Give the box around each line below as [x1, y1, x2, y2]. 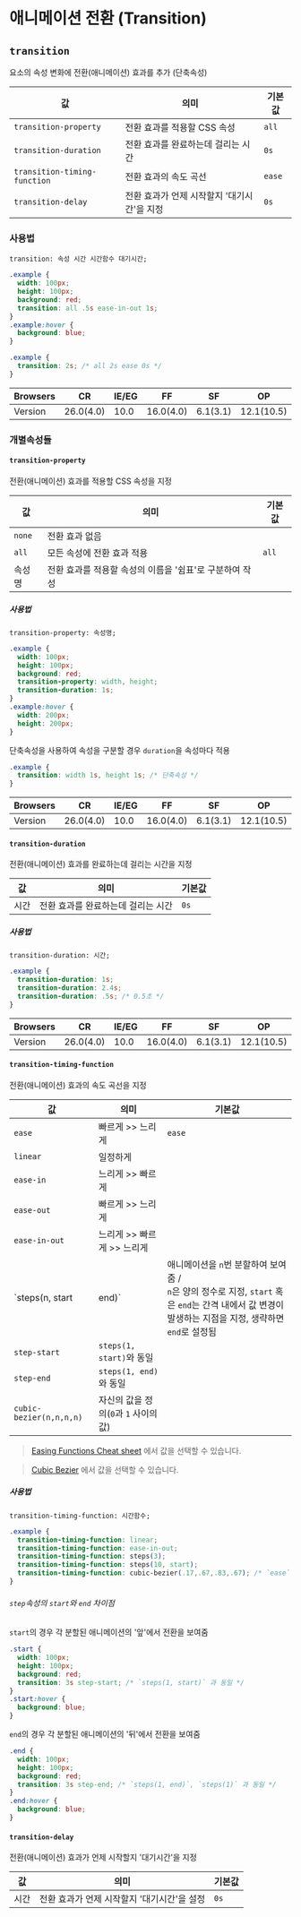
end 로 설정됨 [167, 1325, 217, 1337]
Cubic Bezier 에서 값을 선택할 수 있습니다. [30, 1464, 179, 1474]
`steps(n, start [13, 1291, 73, 1303]
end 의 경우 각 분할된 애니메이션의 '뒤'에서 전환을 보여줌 [9, 1729, 201, 1740]
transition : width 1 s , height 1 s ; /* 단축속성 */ [17, 771, 199, 780]
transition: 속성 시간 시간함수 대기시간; [9, 254, 148, 264]
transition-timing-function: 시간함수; [9, 1511, 150, 1520]
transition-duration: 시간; [9, 951, 110, 960]
